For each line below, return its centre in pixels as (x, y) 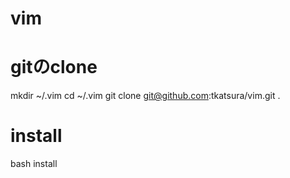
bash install (34, 164)
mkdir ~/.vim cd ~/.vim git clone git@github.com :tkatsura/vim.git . (145, 96)
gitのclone (54, 67)
